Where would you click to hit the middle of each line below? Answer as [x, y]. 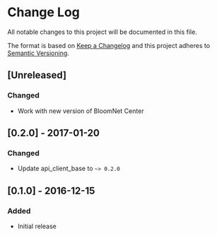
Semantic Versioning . [38, 53]
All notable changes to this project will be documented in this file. [102, 32]
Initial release [37, 226]
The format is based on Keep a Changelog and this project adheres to [109, 45]
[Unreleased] [37, 75]
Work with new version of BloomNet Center [81, 111]
